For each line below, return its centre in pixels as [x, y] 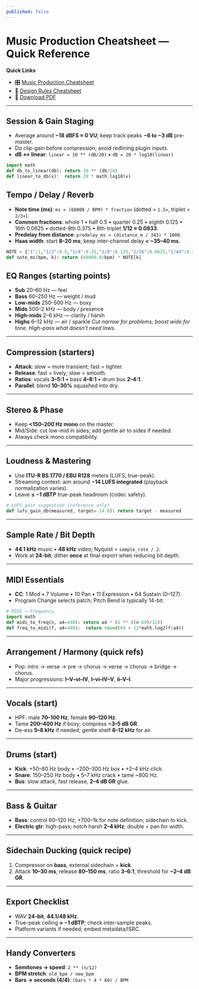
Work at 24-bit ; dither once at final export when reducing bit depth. [97, 555]
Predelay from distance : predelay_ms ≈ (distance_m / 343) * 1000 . [98, 234]
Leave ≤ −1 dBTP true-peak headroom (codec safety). [81, 494]
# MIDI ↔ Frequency [30, 611]
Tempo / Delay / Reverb [50, 195]
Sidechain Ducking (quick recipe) [69, 851]
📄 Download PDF [35, 97]
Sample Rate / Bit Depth [51, 535]
